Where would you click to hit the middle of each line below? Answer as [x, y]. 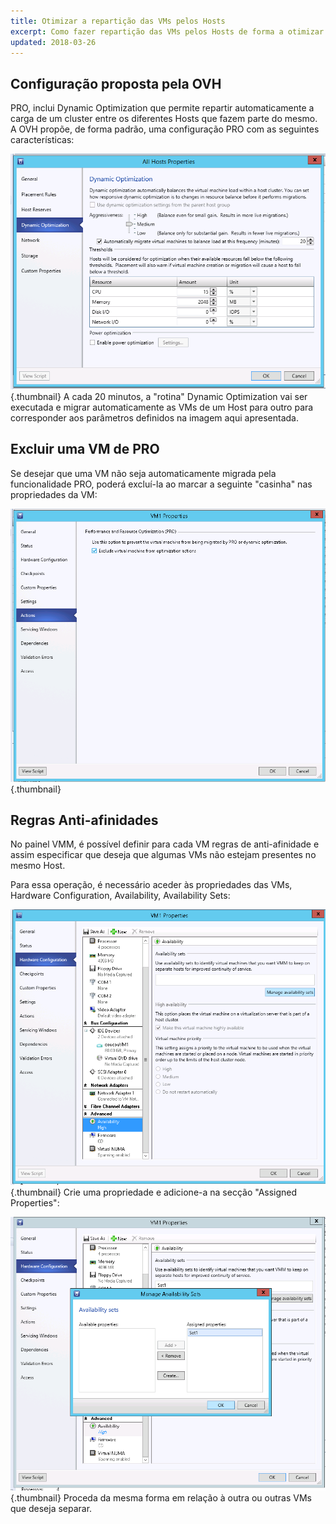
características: [42, 140]
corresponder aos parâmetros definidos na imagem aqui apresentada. [154, 417]
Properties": [35, 1202]
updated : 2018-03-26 [53, 42]
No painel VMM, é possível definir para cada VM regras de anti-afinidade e [165, 844]
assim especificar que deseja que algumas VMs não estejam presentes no [163, 855]
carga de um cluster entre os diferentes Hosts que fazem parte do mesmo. [164, 119]
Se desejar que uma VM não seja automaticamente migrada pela [143, 473]
